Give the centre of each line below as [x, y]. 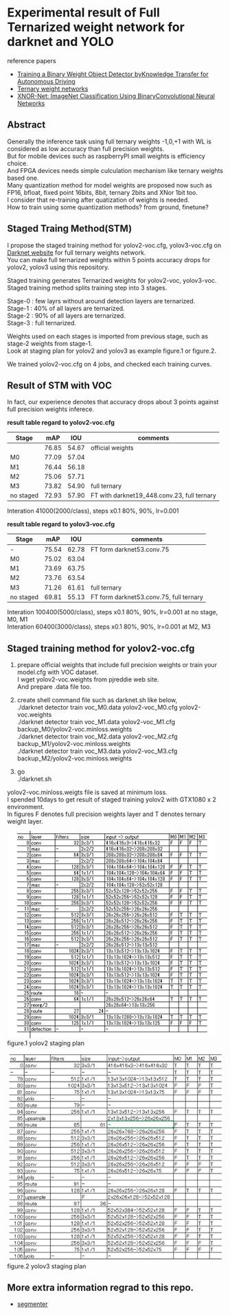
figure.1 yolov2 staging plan [46, 1043]
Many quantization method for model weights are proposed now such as [110, 185]
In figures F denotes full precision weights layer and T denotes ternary [106, 814]
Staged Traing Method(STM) [70, 229]
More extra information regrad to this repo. [101, 1287]
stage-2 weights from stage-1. [50, 343]
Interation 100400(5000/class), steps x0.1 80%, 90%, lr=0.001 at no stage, [113, 612]
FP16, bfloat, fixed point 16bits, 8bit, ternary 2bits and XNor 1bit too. [102, 192]
